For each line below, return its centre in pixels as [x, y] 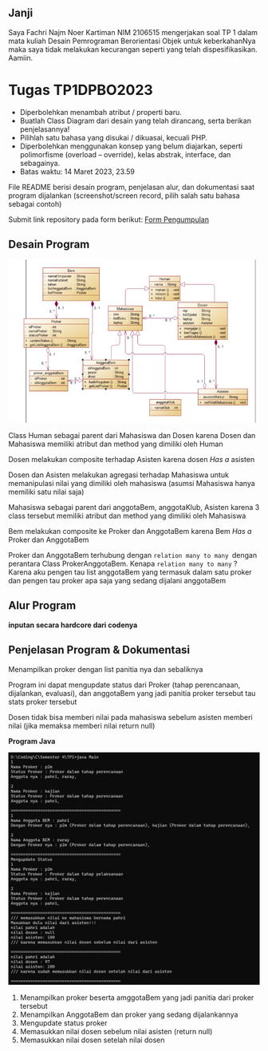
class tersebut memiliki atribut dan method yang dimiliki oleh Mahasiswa [127, 516]
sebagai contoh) [35, 203]
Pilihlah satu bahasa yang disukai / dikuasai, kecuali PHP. [114, 137]
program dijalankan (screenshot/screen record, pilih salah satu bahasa [124, 196]
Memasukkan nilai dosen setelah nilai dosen [92, 1040]
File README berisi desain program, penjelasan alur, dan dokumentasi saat [132, 187]
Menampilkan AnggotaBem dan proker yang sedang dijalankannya [129, 1015]
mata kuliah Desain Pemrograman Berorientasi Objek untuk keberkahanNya [132, 41]
